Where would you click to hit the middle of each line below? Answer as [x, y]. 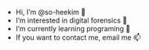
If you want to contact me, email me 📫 [78, 37]
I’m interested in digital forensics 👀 [71, 20]
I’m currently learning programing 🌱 [73, 29]
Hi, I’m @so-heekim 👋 [51, 12]
